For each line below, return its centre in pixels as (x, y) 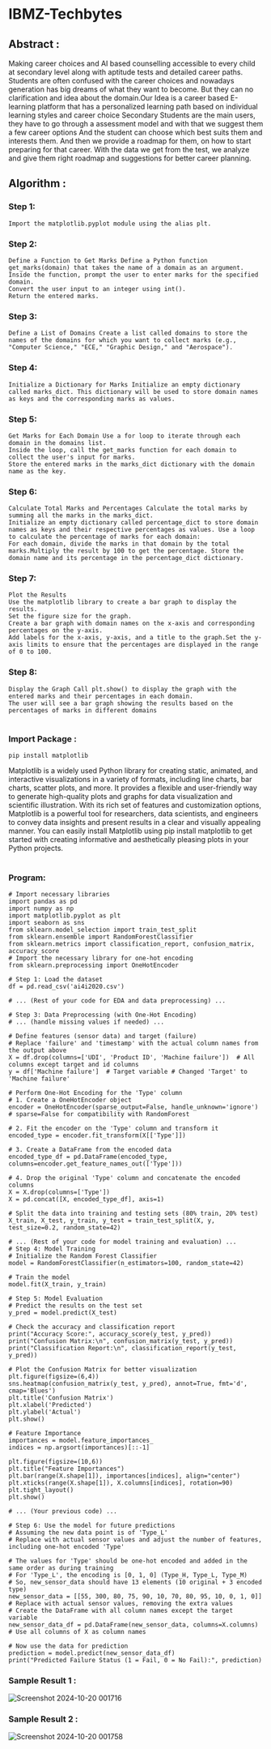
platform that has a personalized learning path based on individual (148, 107)
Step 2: (23, 244)
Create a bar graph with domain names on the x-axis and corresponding (131, 624)
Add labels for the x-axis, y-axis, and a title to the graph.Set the (130, 638)
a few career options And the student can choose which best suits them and (135, 132)
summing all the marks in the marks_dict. (81, 515)
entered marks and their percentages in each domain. (101, 696)
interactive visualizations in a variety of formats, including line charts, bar (130, 780)
